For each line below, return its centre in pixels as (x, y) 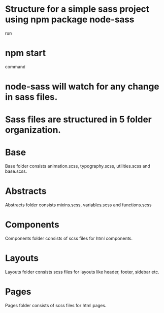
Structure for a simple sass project (77, 9)
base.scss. (16, 171)
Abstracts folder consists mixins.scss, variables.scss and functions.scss (78, 205)
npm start (25, 53)
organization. (33, 130)
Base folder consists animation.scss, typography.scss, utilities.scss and (78, 166)
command (15, 66)
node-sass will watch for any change (82, 87)
